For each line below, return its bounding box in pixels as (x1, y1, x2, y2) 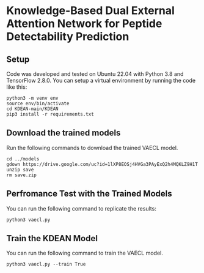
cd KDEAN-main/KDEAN (6, 106, 59, 112)
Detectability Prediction (6, 30, 129, 43)
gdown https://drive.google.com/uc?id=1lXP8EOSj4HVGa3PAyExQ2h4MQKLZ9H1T (6, 161, 199, 167)
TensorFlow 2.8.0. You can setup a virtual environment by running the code (6, 77, 196, 84)
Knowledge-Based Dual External (6, 4, 175, 18)
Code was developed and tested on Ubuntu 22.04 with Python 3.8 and (6, 70, 184, 77)
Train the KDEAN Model (6, 233, 98, 244)
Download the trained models (6, 128, 121, 138)
